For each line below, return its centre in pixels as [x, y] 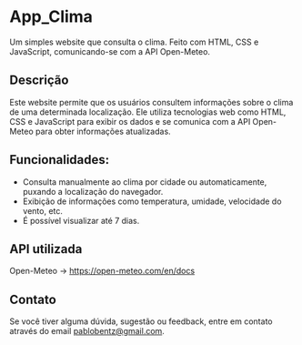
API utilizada [46, 249]
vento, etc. [43, 210]
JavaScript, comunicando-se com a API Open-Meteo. [110, 51]
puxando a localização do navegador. [93, 191]
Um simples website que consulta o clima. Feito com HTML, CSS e [134, 42]
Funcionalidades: [60, 160]
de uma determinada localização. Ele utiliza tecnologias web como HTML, [148, 112]
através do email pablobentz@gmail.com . [87, 331]
